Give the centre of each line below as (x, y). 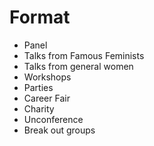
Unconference (53, 119)
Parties (38, 87)
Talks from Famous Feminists (84, 55)
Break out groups (59, 130)
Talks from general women (78, 66)
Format (40, 17)
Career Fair (47, 98)
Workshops (47, 77)
